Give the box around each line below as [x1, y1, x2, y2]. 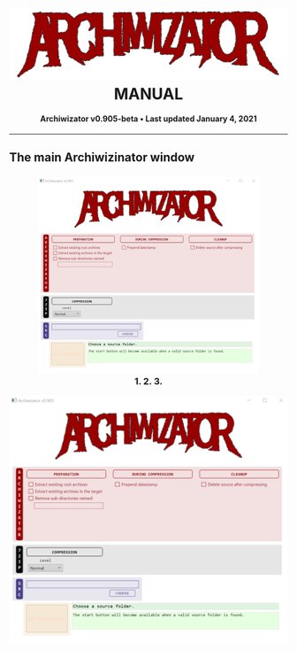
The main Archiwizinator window [9, 150, 195, 166]
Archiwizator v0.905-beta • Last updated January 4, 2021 [40, 113, 257, 124]
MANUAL [113, 83, 184, 104]
